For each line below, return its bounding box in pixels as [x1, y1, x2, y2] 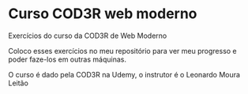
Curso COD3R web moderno [8, 5, 197, 23]
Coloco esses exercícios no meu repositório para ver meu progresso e [8, 46, 237, 55]
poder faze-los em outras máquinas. [8, 55, 126, 64]
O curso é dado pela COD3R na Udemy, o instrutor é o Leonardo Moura [8, 70, 241, 79]
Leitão [8, 78, 29, 88]
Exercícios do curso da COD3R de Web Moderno [8, 31, 167, 40]
